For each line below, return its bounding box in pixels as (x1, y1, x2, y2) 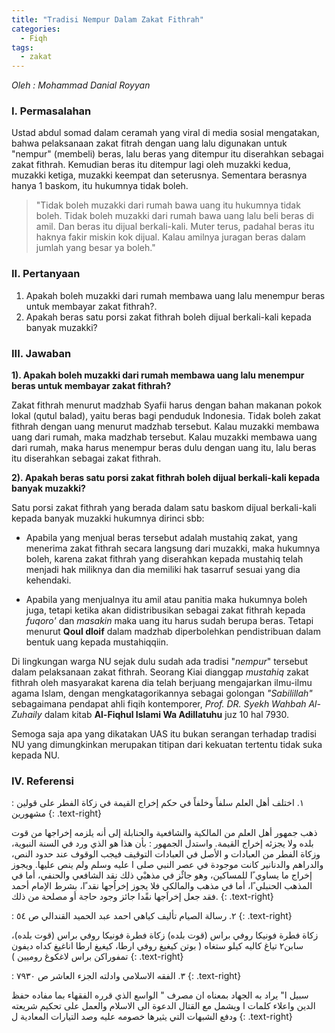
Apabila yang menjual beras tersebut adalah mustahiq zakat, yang (25, 532, 298, 544)
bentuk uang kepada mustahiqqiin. (25, 636, 169, 648)
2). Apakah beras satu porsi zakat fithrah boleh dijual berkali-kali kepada (11, 472, 321, 484)
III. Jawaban (11, 346, 72, 360)
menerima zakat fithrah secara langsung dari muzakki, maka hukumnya (25, 542, 321, 555)
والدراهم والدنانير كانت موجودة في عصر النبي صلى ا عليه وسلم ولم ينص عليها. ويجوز (11, 859, 324, 871)
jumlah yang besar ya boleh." (35, 242, 156, 254)
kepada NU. (11, 749, 60, 761)
